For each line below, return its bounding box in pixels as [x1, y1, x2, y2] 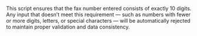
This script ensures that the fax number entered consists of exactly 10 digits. [6, 5, 192, 12]
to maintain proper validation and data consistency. [6, 23, 131, 30]
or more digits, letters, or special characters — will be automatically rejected [6, 17, 191, 24]
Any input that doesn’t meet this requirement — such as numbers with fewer [6, 11, 191, 18]
